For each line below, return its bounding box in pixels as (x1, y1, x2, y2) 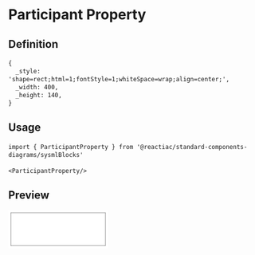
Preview (8, 189, 50, 202)
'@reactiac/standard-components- (136, 143, 248, 151)
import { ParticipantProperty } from (8, 143, 134, 151)
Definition (8, 37, 58, 51)
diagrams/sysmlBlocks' (8, 151, 84, 159)
